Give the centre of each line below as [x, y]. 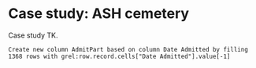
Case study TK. [33, 35]
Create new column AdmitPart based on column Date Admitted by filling [128, 49]
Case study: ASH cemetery [99, 14]
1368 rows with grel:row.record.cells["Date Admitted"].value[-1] [119, 56]
